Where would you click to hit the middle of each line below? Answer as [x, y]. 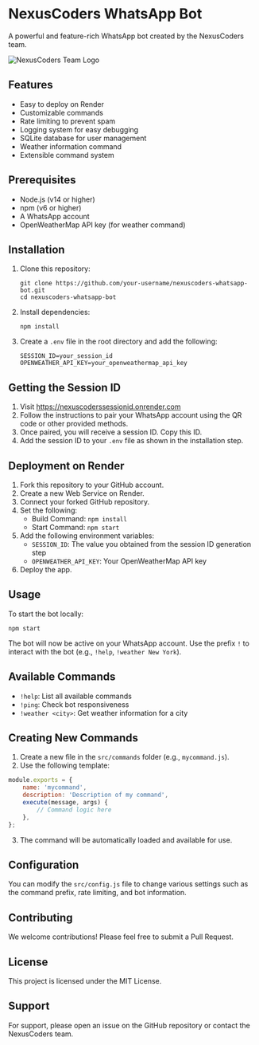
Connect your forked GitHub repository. [84, 502]
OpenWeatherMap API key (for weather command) [102, 225]
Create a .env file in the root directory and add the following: [118, 342]
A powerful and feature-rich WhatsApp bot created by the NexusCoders [126, 36]
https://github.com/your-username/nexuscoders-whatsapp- [151, 284]
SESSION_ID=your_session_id [66, 356]
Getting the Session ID [65, 387]
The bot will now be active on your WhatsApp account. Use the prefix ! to [129, 643]
